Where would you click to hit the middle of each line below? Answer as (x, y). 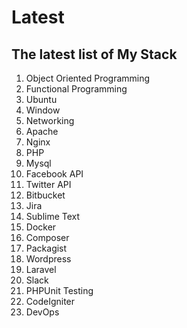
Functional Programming (76, 89)
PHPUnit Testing (59, 290)
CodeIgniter (50, 301)
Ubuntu (41, 99)
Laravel (41, 269)
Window (43, 110)
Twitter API (48, 184)
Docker (41, 227)
